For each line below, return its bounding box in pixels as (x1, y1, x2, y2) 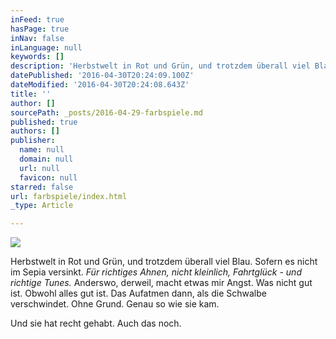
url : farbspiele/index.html (10, 191, 128, 201)
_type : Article (10, 201, 74, 211)
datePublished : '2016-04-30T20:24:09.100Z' (10, 71, 195, 81)
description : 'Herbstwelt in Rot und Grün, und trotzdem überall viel (10, 61, 311, 71)
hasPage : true (10, 24, 70, 34)
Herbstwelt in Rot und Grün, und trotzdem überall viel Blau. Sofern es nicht (10, 256, 318, 268)
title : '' (10, 89, 52, 99)
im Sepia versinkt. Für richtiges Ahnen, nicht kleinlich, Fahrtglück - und (10, 266, 302, 278)
